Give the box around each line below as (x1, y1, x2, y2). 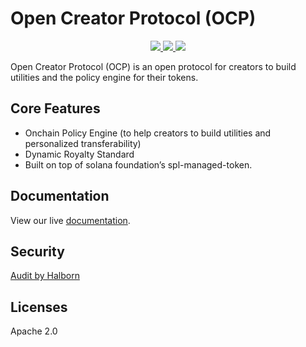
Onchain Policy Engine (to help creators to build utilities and (24, 127, 272, 139)
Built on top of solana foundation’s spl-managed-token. (24, 158, 253, 171)
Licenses (10, 298, 68, 316)
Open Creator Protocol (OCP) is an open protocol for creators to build (10, 60, 297, 72)
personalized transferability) (24, 137, 142, 149)
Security (10, 243, 65, 260)
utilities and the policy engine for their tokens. (10, 71, 199, 83)
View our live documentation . (10, 214, 131, 226)
